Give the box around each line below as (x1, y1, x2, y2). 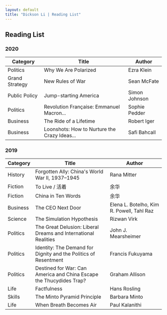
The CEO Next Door (35, 204, 82, 211)
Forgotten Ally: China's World (35, 168, 103, 175)
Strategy (7, 81, 28, 88)
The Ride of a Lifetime (44, 118, 95, 125)
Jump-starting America (44, 92, 99, 99)
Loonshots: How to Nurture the (44, 126, 116, 133)
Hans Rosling (110, 285, 141, 292)
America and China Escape (35, 271, 98, 278)
